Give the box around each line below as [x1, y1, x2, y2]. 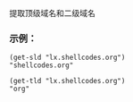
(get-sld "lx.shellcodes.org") [9, 53, 126, 63]
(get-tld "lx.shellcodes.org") [9, 77, 126, 86]
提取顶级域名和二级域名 [9, 8, 96, 18]
